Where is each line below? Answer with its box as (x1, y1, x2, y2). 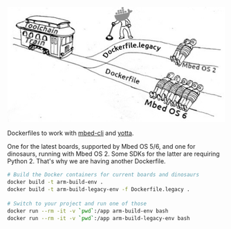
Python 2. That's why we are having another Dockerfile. (7, 156, 166, 165)
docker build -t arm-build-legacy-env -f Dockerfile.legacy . (7, 185, 190, 193)
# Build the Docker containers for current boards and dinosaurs (7, 171, 199, 178)
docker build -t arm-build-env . (7, 178, 104, 185)
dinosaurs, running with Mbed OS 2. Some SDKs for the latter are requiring (7, 149, 220, 158)
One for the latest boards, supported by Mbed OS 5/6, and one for (7, 142, 196, 150)
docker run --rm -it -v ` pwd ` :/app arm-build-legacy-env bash (7, 215, 190, 222)
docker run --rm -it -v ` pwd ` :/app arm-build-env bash (7, 208, 169, 214)
